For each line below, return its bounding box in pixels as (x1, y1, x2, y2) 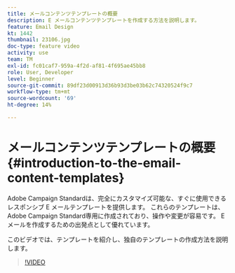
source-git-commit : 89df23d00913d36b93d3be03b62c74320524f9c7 (7, 82, 193, 89)
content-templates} (7, 170, 125, 186)
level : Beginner (7, 75, 55, 83)
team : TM (7, 56, 33, 63)
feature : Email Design (7, 23, 74, 30)
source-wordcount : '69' (7, 95, 77, 102)
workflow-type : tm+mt (7, 88, 71, 95)
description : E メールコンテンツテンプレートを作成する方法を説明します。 (7, 17, 200, 24)
